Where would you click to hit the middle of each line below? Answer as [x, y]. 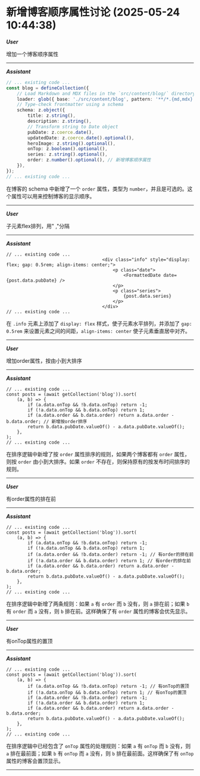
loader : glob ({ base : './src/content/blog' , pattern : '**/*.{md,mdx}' [106, 99]
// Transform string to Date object [73, 127]
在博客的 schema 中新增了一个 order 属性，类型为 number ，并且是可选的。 [97, 189]
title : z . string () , [52, 116]
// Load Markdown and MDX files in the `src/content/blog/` [93, 94]
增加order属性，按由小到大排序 [44, 360]
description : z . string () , [60, 121]
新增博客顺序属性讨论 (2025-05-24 [93, 12]
